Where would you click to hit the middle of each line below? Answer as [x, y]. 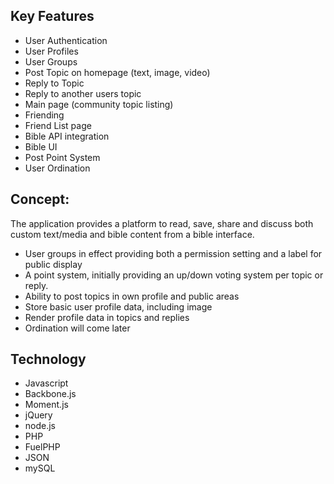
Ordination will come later [77, 328]
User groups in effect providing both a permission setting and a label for [173, 253]
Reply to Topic [54, 83]
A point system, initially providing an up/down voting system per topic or [174, 275]
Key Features [52, 16]
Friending [44, 115]
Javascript [46, 383]
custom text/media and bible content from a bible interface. [132, 234]
